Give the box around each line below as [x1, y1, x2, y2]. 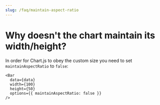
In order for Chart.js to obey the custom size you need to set [5, 57, 132, 64]
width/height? [5, 40, 66, 52]
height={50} [10, 86, 36, 91]
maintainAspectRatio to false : [5, 62, 68, 69]
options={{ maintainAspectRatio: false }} [10, 91, 102, 96]
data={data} [10, 77, 36, 82]
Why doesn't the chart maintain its [5, 29, 155, 41]
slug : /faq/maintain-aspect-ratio [5, 7, 79, 13]
